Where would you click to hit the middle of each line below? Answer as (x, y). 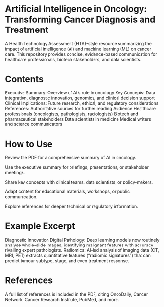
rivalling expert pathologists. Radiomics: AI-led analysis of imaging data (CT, (82, 250)
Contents (24, 79)
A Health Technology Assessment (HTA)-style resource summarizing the (78, 43)
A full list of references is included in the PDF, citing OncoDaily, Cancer (77, 294)
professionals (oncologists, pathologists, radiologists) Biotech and (72, 114)
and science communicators (34, 124)
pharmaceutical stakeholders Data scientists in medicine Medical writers (78, 119)
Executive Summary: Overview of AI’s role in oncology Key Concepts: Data (80, 92)
